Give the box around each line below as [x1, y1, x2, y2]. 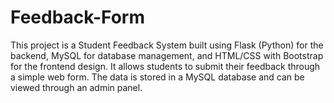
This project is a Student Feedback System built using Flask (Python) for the [10, 39, 324, 51]
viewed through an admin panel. [10, 81, 143, 93]
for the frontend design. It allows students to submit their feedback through [10, 60, 321, 72]
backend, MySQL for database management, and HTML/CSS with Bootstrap [10, 49, 324, 61]
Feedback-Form [10, 6, 145, 29]
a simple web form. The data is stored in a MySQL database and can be [10, 71, 305, 83]
